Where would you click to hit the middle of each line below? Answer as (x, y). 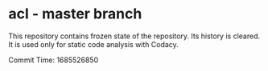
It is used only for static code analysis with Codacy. (93, 44)
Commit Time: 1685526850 (54, 60)
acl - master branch (75, 14)
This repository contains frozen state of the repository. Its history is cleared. (134, 36)
